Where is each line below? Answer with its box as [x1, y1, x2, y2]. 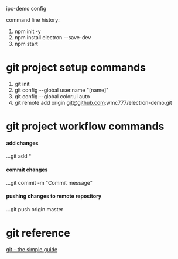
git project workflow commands [6, 120, 165, 133]
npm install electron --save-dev [14, 34, 91, 41]
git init [14, 80, 30, 87]
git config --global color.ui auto [14, 92, 90, 99]
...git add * [6, 152, 32, 160]
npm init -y [14, 28, 41, 35]
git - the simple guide [6, 245, 57, 253]
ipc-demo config [6, 5, 47, 12]
